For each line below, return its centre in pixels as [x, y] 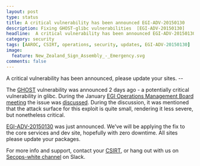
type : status [22, 17]
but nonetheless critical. [36, 115]
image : [14, 50]
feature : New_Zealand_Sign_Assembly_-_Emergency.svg [78, 56]
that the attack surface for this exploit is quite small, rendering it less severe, [100, 108]
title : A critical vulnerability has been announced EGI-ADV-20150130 [96, 23]
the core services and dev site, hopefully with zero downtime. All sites [92, 133]
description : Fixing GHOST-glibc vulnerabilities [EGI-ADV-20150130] [96, 28]
